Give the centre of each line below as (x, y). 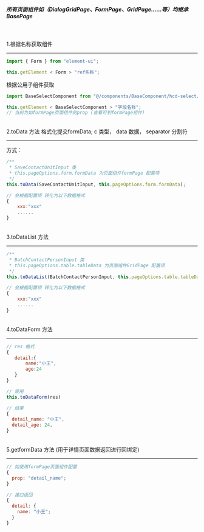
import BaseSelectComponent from (49, 96)
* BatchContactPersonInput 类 (47, 260)
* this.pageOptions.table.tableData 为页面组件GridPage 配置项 (87, 265)
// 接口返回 (20, 495)
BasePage (20, 16)
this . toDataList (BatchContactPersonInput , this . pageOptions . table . (93, 277)
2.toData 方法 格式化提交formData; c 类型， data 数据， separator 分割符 (97, 131)
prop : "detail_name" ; (39, 478)
